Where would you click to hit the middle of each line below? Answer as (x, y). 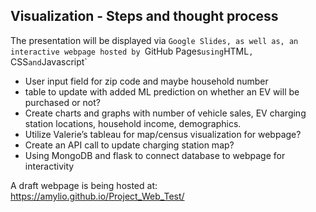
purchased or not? (62, 102)
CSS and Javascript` (49, 61)
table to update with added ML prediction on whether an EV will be (162, 91)
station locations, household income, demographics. (133, 123)
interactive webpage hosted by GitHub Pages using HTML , (132, 51)
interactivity (49, 166)
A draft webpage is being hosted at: (84, 185)
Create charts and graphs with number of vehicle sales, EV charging (165, 113)
